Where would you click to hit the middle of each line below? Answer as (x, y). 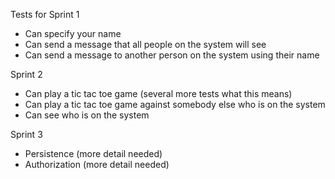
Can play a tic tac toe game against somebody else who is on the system (175, 104)
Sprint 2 (26, 74)
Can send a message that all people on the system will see (145, 44)
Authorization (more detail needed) (97, 164)
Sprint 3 (26, 134)
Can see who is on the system (87, 115)
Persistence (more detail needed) (93, 153)
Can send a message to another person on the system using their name (172, 55)
